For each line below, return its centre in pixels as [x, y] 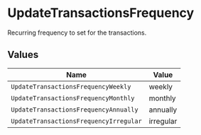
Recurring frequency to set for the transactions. [77, 33]
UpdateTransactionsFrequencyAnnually [75, 110]
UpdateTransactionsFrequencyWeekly [71, 87]
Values [23, 55]
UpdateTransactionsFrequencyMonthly [73, 98]
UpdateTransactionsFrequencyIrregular [76, 121]
